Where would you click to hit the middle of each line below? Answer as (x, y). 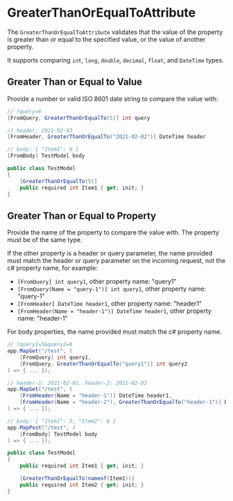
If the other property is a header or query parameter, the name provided (110, 253)
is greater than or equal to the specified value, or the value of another (106, 39)
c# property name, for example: (53, 268)
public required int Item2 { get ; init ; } (82, 485)
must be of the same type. (45, 240)
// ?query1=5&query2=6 (40, 345)
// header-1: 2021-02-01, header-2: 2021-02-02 (77, 383)
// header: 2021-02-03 (40, 130)
